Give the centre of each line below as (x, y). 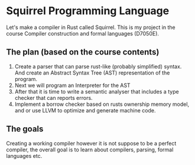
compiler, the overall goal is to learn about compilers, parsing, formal (90, 150)
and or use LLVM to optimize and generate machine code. (85, 110)
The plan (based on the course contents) (83, 52)
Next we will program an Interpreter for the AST (73, 85)
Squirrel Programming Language (88, 11)
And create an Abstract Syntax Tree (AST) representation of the (92, 73)
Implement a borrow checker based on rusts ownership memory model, (102, 104)
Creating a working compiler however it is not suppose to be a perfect (91, 143)
